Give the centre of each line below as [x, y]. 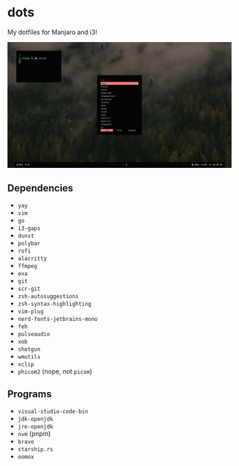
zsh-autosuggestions [48, 297]
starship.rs [35, 450]
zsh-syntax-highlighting [54, 304]
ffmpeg [27, 266]
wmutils [29, 357]
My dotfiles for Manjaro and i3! [52, 32]
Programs [30, 394]
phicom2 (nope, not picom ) [55, 371]
